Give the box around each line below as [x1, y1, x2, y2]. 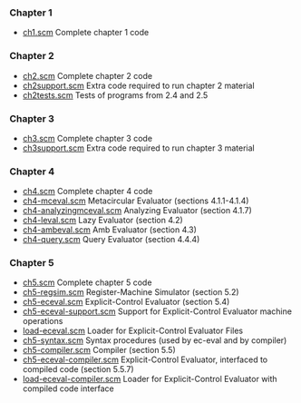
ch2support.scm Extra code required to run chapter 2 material [22, 80, 256, 91]
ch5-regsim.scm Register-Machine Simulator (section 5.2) [22, 287, 239, 298]
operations [22, 316, 63, 327]
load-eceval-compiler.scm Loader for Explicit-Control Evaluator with [22, 374, 278, 385]
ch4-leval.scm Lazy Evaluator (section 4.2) [22, 215, 183, 226]
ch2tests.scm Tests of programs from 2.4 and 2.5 [22, 89, 209, 101]
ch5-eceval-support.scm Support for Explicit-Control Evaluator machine [22, 306, 293, 317]
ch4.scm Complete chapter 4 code [22, 186, 153, 197]
